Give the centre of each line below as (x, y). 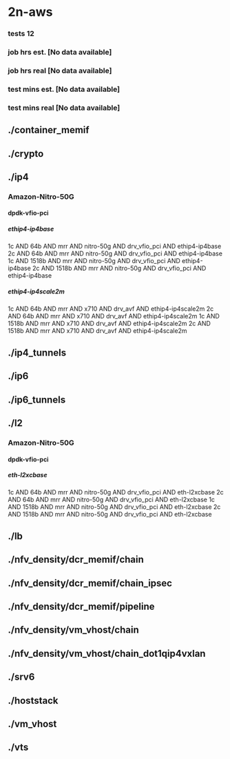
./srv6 (21, 677)
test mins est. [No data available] (64, 89)
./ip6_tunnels (37, 400)
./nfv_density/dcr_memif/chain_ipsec (90, 583)
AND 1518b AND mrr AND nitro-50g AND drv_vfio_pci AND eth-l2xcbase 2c (114, 507)
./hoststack (33, 701)
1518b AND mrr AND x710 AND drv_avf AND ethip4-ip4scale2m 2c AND (109, 324)
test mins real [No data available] (64, 108)
